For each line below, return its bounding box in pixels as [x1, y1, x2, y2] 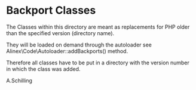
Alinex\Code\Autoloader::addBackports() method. [6, 47, 128, 54]
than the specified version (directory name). [6, 29, 115, 36]
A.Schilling [6, 77, 33, 84]
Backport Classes [6, 4, 96, 17]
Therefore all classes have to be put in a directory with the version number [6, 59, 190, 66]
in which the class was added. [6, 65, 81, 72]
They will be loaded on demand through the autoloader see [6, 41, 152, 48]
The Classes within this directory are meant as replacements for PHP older [6, 23, 190, 30]
